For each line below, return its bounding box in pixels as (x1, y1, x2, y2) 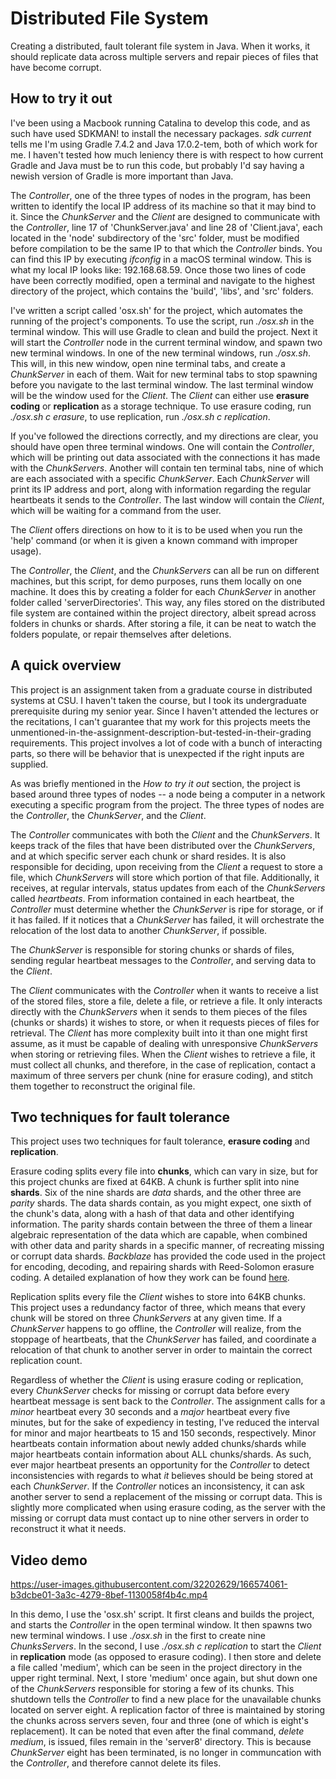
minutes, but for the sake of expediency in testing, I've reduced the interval (10, 1417, 320, 1429)
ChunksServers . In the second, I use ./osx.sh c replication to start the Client (10, 1640, 322, 1652)
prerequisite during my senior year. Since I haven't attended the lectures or (10, 705, 320, 717)
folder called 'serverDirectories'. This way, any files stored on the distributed (10, 596, 326, 608)
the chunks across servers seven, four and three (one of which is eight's (10, 1715, 309, 1727)
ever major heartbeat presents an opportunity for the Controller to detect (10, 1459, 310, 1471)
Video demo (10, 1552, 88, 1569)
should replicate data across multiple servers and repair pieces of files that (10, 50, 319, 62)
